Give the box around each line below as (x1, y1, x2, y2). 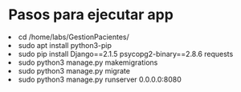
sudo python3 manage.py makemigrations (18, 58, 158, 67)
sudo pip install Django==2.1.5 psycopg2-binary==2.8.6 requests (18, 49, 234, 58)
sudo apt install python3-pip (18, 40, 112, 50)
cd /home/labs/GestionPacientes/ (18, 32, 130, 42)
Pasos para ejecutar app (8, 6, 174, 24)
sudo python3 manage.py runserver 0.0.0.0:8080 (18, 74, 182, 84)
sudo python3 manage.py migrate (18, 66, 131, 75)
